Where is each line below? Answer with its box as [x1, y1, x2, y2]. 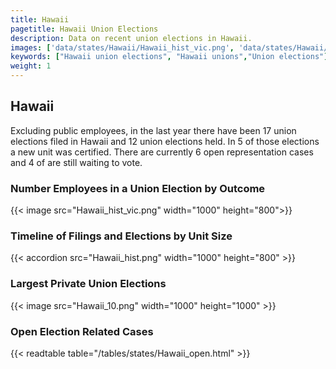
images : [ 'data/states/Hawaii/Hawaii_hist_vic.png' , [10, 42, 235, 53]
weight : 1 [10, 61, 52, 71]
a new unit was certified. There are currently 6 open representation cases [10, 146, 314, 158]
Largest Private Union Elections [10, 277, 167, 291]
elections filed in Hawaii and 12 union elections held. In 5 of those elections [10, 135, 320, 147]
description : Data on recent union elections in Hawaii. [10, 33, 253, 43]
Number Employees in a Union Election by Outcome [10, 181, 266, 195]
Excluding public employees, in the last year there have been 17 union [10, 124, 297, 136]
